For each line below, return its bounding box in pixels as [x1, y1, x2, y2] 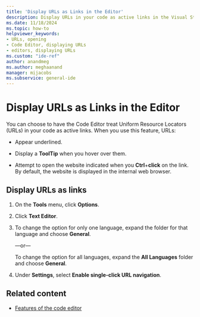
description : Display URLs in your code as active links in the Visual [6, 14, 187, 20]
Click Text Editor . [14, 212, 58, 219]
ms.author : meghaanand [6, 64, 62, 70]
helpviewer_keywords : [6, 31, 60, 37]
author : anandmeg [6, 58, 49, 64]
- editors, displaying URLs [6, 48, 76, 54]
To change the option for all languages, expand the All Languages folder [14, 253, 193, 260]
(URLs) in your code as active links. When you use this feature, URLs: [6, 127, 176, 134]
